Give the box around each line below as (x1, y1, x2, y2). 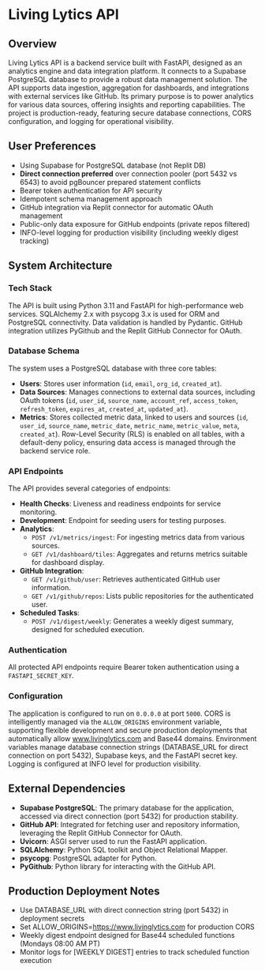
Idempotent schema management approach (19, 194, 162, 203)
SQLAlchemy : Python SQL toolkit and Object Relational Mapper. (19, 845, 228, 854)
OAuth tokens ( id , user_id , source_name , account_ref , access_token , (19, 395, 238, 405)
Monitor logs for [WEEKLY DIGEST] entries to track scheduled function (19, 947, 250, 957)
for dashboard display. (31, 558, 105, 567)
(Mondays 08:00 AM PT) (19, 939, 101, 949)
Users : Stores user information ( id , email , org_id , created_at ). (19, 378, 222, 388)
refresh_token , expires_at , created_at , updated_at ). (19, 404, 188, 413)
